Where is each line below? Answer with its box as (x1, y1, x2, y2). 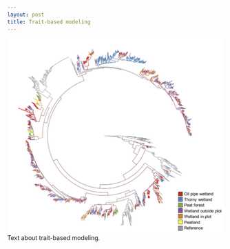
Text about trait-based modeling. (7, 233, 101, 241)
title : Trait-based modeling (7, 18, 91, 26)
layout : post (7, 11, 45, 18)
